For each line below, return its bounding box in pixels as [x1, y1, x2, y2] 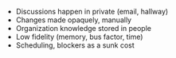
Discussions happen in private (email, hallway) [15, 7, 169, 16]
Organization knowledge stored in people [15, 24, 151, 33]
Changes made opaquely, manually [15, 15, 132, 25]
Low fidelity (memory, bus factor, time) [15, 32, 143, 41]
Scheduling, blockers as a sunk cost [15, 41, 135, 50]
